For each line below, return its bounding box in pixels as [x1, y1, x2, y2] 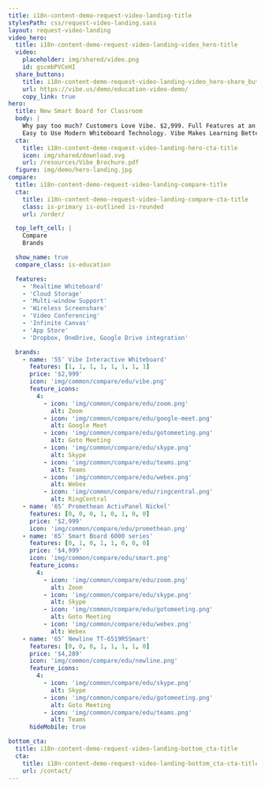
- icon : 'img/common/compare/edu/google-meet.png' [43, 414, 214, 422]
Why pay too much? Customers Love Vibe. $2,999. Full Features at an [22, 122, 256, 130]
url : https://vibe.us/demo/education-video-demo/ [22, 85, 189, 93]
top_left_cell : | [15, 225, 73, 233]
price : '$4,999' [28, 547, 83, 554]
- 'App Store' [22, 326, 69, 335]
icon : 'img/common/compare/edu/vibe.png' [28, 377, 168, 386]
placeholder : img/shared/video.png [22, 56, 140, 64]
